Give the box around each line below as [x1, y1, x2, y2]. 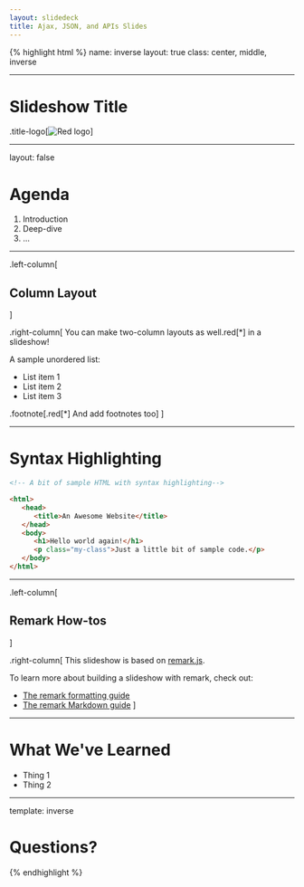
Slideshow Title [9, 96, 128, 117]
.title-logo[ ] [9, 126, 93, 137]
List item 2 [22, 381, 62, 392]
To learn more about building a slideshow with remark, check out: [9, 672, 253, 683]
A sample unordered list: [9, 354, 101, 365]
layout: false [9, 152, 55, 163]
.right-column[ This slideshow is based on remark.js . [9, 654, 205, 665]
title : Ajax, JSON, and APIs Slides [9, 22, 147, 31]
